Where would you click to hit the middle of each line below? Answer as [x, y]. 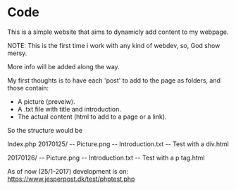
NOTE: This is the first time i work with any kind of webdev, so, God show [114, 45]
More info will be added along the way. [63, 66]
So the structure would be [45, 130]
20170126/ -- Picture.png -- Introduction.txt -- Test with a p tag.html [106, 158]
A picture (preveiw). [46, 101]
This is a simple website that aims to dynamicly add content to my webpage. [118, 32]
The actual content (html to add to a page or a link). [92, 117]
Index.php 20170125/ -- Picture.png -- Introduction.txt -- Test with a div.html [118, 144]
